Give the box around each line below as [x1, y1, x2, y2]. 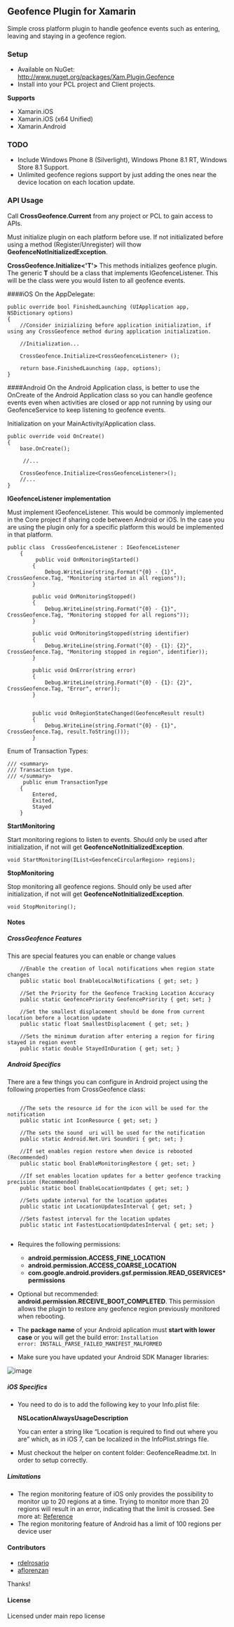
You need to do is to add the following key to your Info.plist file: [17, 1400, 200, 1409]
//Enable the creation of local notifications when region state [20, 966, 215, 973]
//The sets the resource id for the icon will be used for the [20, 1105, 209, 1112]
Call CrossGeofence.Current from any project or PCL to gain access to [7, 211, 214, 220]
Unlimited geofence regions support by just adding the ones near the [17, 171, 217, 179]
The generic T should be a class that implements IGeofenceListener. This [7, 268, 219, 277]
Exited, [32, 797, 55, 804]
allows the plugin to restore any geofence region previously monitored [17, 1305, 221, 1313]
